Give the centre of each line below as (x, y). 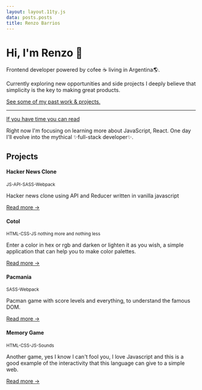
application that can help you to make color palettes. (71, 252)
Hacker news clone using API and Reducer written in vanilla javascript (93, 196)
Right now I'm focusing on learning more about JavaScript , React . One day (99, 131)
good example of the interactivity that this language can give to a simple (96, 363)
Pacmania (19, 277)
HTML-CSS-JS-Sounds (30, 345)
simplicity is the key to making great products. (63, 90)
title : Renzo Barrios (33, 23)
